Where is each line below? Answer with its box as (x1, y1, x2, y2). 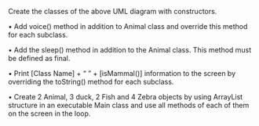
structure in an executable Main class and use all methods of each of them (8, 101, 250, 110)
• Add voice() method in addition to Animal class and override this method (8, 22, 248, 31)
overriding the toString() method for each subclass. (8, 77, 174, 86)
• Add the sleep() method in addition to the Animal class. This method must (8, 45, 252, 54)
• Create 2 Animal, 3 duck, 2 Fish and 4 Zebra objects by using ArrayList (8, 92, 243, 101)
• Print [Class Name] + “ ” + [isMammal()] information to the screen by (8, 69, 236, 77)
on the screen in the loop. (8, 109, 91, 118)
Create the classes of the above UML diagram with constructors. (8, 7, 217, 16)
